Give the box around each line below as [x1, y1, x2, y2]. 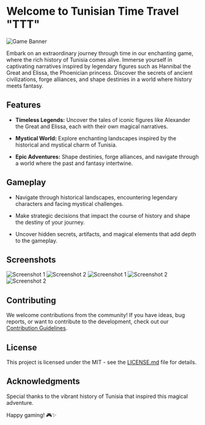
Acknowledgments [6, 376, 81, 387]
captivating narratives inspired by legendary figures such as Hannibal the [6, 63, 192, 70]
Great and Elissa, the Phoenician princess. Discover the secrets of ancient [6, 69, 193, 76]
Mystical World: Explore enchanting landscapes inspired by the [15, 134, 176, 142]
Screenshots [6, 255, 56, 265]
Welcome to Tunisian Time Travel [6, 4, 179, 18]
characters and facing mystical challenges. [15, 200, 124, 207]
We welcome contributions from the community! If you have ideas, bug [6, 312, 185, 319]
